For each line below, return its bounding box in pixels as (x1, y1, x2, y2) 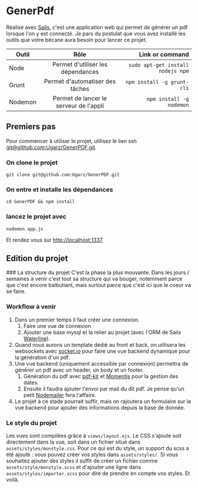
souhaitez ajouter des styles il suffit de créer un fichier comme (6, 457, 158, 464)
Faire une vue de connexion (23, 322, 91, 329)
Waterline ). (23, 335, 50, 342)
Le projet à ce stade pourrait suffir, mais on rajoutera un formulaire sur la (14, 398, 192, 405)
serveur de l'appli (55, 102, 104, 110)
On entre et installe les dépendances (6, 185, 113, 193)
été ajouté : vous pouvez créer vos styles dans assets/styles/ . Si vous (6, 451, 179, 458)
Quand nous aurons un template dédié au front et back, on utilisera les (14, 341, 186, 348)
